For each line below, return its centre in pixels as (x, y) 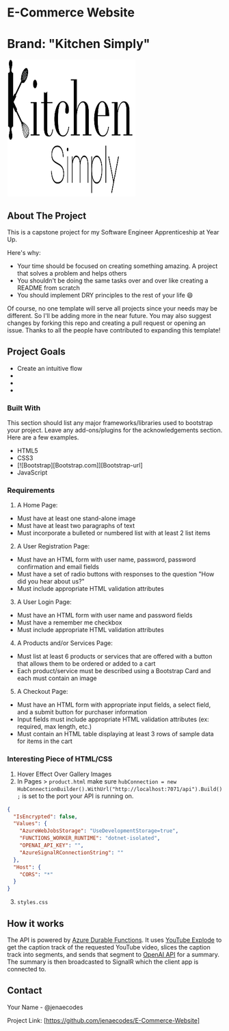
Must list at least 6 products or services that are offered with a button (114, 657)
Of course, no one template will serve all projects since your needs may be (112, 308)
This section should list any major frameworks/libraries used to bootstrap (110, 423)
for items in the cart (45, 741)
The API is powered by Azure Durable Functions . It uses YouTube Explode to (114, 940)
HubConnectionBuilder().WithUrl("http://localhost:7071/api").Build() (120, 789)
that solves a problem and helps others (72, 273)
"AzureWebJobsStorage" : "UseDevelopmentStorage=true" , (99, 831)
